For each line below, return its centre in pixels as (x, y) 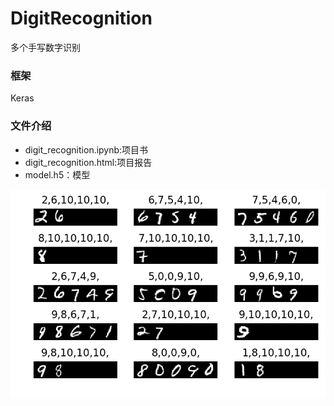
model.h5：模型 (57, 174)
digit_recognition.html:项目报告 (88, 162)
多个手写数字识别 (45, 47)
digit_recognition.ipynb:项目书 (86, 149)
